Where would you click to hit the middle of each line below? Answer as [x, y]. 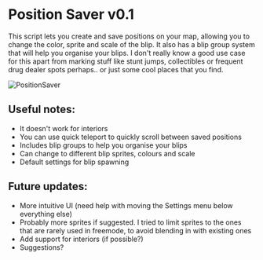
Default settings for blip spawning [74, 162]
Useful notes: [42, 110]
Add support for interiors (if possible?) [81, 239]
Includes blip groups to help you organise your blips [103, 145]
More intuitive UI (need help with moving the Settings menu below [126, 205]
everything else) [46, 214]
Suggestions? [42, 247]
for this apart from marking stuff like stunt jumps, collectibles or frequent [126, 61]
